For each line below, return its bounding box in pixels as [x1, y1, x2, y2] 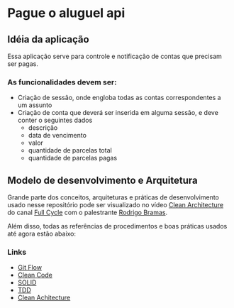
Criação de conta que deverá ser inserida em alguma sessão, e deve [17, 109, 218, 117]
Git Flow [17, 263, 43, 272]
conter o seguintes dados [17, 116, 93, 125]
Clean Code [17, 271, 53, 280]
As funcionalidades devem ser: [7, 77, 117, 87]
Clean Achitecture [17, 293, 71, 302]
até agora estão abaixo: [7, 229, 77, 238]
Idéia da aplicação [7, 33, 90, 45]
